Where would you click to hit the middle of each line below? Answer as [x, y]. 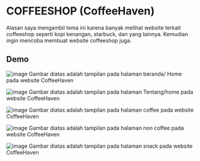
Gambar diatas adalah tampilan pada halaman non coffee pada [107, 128]
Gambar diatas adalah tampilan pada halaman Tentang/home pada [111, 92]
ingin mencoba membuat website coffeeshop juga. [69, 40]
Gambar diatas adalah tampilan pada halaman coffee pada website [111, 110]
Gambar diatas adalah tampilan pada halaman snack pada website [111, 146]
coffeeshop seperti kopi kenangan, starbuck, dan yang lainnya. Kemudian [97, 34]
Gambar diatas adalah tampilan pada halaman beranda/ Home [105, 74]
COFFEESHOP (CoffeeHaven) [80, 11]
